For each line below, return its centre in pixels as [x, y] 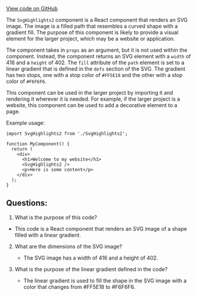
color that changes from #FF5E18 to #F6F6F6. [79, 287]
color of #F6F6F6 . [27, 81]
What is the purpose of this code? [56, 217]
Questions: [27, 203]
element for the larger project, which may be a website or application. [91, 39]
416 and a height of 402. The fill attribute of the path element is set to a [95, 62]
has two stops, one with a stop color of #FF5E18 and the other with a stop [94, 75]
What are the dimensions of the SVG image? [68, 246]
